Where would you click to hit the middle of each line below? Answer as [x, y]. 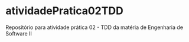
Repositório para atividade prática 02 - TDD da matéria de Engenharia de [94, 27]
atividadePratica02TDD [64, 11]
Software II [19, 33]
